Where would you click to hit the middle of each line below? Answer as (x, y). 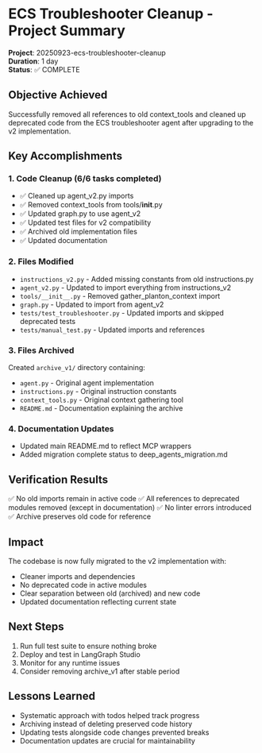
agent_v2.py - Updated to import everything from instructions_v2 (125, 288)
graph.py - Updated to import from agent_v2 (92, 304)
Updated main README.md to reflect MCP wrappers (106, 446)
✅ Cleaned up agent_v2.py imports (77, 196)
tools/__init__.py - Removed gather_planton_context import (120, 295)
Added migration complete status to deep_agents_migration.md (123, 454)
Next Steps (36, 627)
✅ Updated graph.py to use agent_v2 (80, 214)
